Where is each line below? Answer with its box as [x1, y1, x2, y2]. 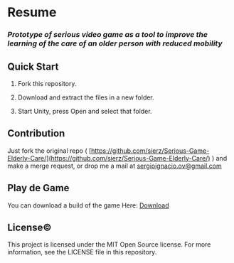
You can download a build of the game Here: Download [7, 200, 169, 210]
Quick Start [7, 60, 59, 73]
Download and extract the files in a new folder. [17, 93, 154, 102]
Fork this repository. [17, 79, 77, 87]
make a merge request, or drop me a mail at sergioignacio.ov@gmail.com [7, 161, 222, 170]
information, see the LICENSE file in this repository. [7, 248, 157, 257]
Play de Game [7, 182, 70, 194]
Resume [7, 4, 57, 21]
